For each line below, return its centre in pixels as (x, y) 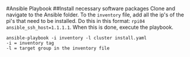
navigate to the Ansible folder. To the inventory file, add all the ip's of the (95, 15)
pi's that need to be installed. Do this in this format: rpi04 (75, 21)
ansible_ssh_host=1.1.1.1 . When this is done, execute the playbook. (90, 27)
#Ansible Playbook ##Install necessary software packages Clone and (91, 9)
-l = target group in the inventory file (58, 48)
